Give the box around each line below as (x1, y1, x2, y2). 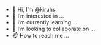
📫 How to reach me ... (12, 32, 69, 39)
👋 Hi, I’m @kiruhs (12, 6, 56, 13)
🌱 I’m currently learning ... (12, 19, 78, 26)
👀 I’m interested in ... (12, 12, 64, 19)
